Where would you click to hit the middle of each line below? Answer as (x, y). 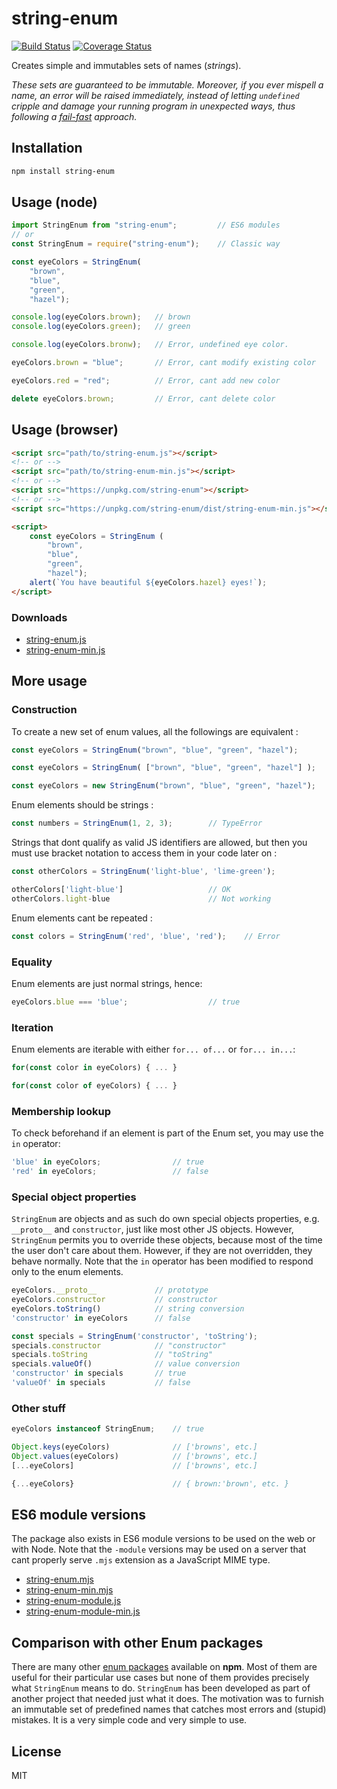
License (36, 1751)
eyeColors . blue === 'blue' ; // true (126, 1002)
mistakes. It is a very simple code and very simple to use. (129, 1720)
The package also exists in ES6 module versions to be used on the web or (163, 1539)
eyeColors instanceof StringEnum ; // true (107, 1429)
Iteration (32, 1027)
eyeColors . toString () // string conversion (128, 1308)
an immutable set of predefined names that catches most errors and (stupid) (169, 1709)
